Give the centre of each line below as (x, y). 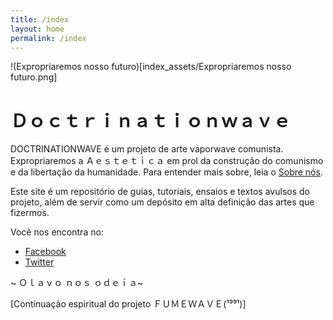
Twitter (39, 262)
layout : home (37, 29)
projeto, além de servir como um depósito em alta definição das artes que (162, 202)
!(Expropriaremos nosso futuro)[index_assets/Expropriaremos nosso (151, 67)
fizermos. (30, 213)
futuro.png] (34, 77)
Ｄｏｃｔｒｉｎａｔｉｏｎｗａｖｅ (151, 120)
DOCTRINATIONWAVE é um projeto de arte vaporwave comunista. (147, 149)
